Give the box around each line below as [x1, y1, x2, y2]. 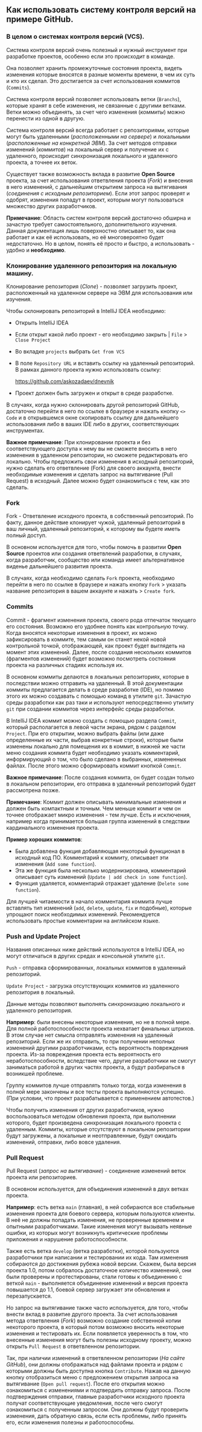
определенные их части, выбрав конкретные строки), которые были [6, 736, 184, 743]
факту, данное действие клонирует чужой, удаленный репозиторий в [6, 519, 186, 526]
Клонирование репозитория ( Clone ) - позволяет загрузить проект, [6, 283, 178, 290]
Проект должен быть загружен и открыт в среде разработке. [14, 389, 174, 396]
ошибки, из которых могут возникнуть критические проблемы [6, 1229, 168, 1237]
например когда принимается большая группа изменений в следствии [6, 817, 190, 825]
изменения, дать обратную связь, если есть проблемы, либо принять [6, 1413, 187, 1420]
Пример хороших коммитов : [6, 835, 83, 843]
